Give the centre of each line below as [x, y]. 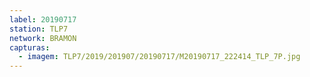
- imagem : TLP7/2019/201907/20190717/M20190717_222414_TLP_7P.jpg [159, 57]
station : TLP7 [39, 29]
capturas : [30, 47]
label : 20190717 [43, 19]
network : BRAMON [43, 38]
